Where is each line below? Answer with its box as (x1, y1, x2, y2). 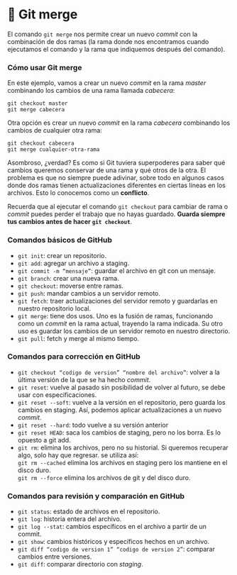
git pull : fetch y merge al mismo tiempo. (17, 334, 140, 342)
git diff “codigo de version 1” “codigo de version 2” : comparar (17, 545, 215, 554)
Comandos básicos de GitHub (7, 235, 112, 245)
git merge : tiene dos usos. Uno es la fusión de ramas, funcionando (17, 311, 214, 320)
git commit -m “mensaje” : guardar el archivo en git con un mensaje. (17, 266, 216, 275)
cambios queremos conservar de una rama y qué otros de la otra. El (7, 166, 206, 174)
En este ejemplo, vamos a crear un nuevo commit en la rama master (7, 79, 206, 87)
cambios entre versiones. (17, 552, 92, 561)
